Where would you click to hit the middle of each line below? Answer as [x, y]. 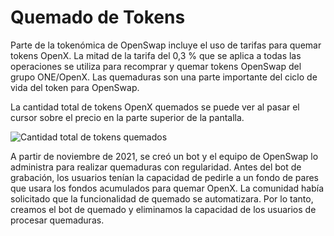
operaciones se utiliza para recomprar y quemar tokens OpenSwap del [156, 66]
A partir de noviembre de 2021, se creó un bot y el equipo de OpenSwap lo [164, 156]
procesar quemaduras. [57, 220]
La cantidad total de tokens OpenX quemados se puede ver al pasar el [155, 107]
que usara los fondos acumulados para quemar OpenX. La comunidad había [167, 188]
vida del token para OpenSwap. [75, 87]
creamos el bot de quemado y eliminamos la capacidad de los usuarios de [163, 209]
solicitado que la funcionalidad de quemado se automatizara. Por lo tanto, [162, 198]
